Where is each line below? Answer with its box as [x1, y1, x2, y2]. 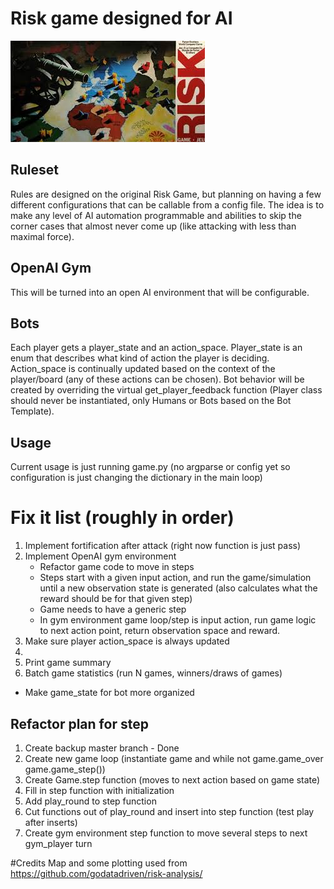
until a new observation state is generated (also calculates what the [39, 582, 318, 594]
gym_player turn [24, 837, 93, 849]
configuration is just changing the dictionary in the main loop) [10, 472, 263, 484]
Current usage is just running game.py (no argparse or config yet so [10, 461, 291, 473]
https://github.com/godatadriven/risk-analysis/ [10, 867, 203, 879]
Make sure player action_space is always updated [24, 635, 230, 647]
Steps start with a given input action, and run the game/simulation [39, 572, 312, 584]
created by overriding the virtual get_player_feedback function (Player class [10, 384, 323, 396]
